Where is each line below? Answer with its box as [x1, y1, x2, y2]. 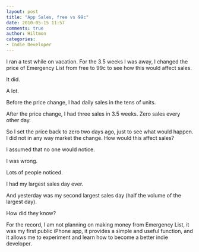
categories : [6, 36, 36, 42]
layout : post [6, 8, 39, 15]
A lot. [6, 87, 19, 94]
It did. [6, 75, 21, 83]
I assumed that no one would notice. [6, 146, 95, 153]
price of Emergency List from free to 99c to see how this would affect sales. [6, 64, 192, 71]
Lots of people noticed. [6, 168, 64, 176]
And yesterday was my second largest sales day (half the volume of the [6, 192, 181, 199]
